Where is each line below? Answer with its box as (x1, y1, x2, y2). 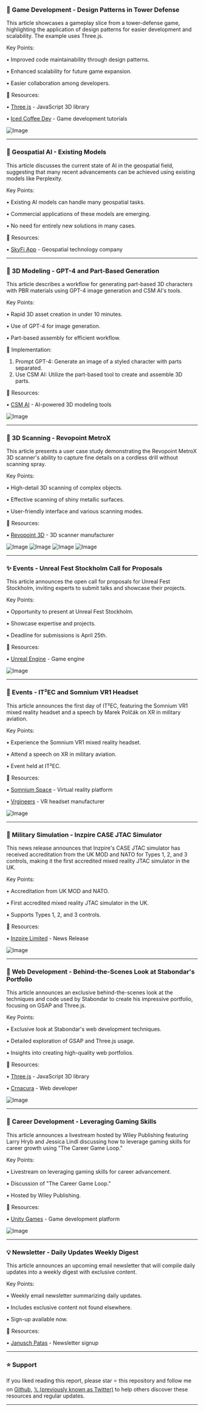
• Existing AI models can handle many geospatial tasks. (6, 198, 145, 206)
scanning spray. (6, 461, 47, 468)
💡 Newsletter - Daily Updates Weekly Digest (6, 1248, 138, 1256)
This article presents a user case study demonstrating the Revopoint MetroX (6, 448, 197, 455)
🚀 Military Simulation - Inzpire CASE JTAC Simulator (6, 830, 162, 839)
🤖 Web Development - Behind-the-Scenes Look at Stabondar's (6, 968, 195, 975)
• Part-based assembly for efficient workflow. (6, 334, 121, 341)
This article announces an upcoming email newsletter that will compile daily (6, 1262, 195, 1269)
